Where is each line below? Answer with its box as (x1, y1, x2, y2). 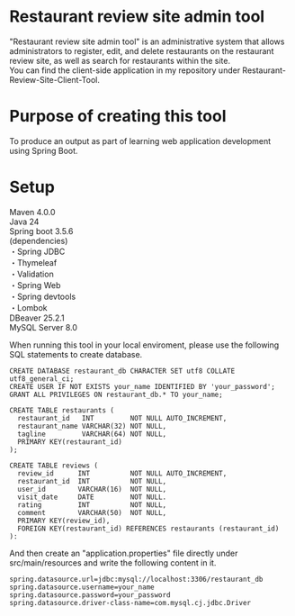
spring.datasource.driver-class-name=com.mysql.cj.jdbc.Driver (9, 598, 252, 607)
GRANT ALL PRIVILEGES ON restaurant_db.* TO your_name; (9, 390, 223, 399)
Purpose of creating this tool (9, 106, 227, 127)
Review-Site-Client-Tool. (9, 74, 101, 85)
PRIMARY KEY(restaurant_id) (17, 437, 123, 447)
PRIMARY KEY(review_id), (17, 516, 111, 525)
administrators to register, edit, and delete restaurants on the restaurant (9, 45, 274, 56)
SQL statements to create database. (9, 349, 143, 359)
